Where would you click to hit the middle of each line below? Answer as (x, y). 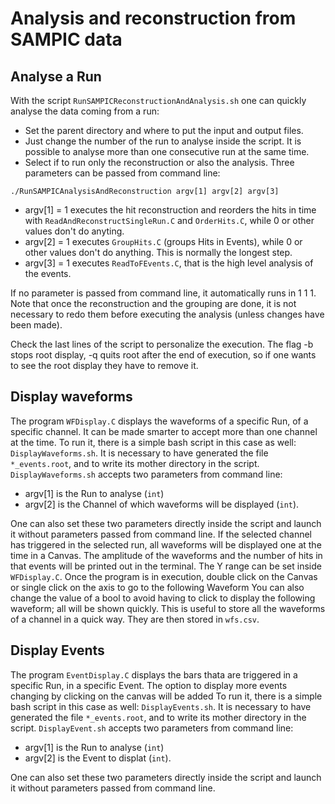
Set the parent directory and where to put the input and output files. (164, 130)
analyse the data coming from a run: (85, 111)
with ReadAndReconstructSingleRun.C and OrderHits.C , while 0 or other (169, 220)
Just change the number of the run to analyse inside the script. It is (163, 141)
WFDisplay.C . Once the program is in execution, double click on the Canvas (164, 576)
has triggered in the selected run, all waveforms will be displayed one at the (166, 544)
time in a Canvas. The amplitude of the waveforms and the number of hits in (166, 555)
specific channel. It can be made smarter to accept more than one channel (164, 431)
